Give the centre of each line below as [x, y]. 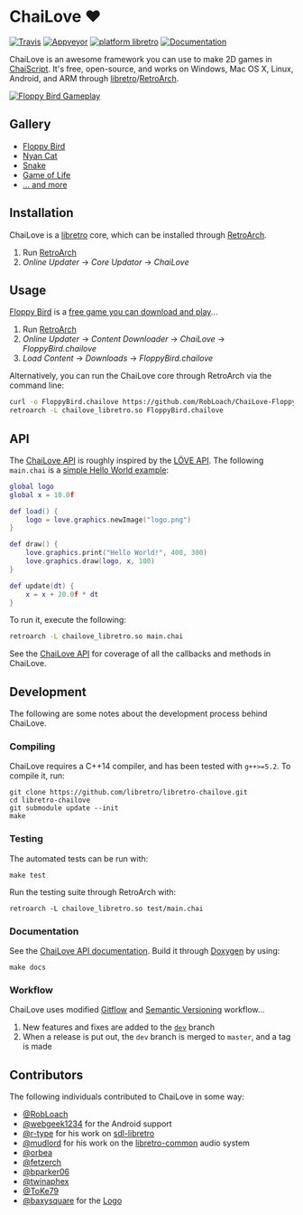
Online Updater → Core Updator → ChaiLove [106, 262]
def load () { [34, 511]
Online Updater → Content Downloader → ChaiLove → [124, 339]
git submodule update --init [64, 808]
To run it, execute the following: [68, 620]
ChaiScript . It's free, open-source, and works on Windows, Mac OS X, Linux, [151, 69]
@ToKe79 [41, 1191]
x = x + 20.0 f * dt [62, 594]
